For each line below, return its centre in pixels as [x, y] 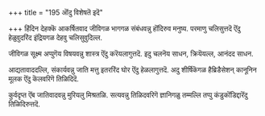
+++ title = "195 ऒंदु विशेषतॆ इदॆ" [56, 12]
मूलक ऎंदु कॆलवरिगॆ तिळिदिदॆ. [43, 79]
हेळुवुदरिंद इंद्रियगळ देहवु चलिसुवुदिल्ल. [56, 37]
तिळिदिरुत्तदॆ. [24, 104]
